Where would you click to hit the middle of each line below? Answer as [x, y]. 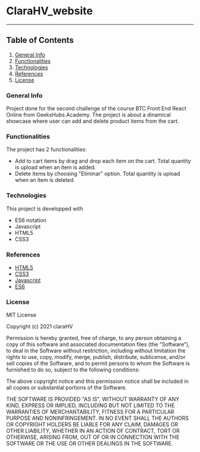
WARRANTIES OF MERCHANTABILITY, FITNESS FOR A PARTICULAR [90, 412]
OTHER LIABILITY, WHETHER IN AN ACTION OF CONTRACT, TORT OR [93, 431]
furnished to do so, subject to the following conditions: [73, 370]
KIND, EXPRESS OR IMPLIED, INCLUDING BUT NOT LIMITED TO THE [90, 405]
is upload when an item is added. [55, 168]
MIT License [21, 315]
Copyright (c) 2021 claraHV [40, 327]
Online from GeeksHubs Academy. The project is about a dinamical [88, 115]
